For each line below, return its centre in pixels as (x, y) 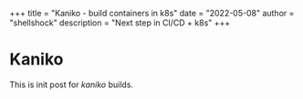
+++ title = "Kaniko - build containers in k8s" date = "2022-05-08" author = (152, 13)
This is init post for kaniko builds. (72, 84)
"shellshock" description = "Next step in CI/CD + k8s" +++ (120, 23)
